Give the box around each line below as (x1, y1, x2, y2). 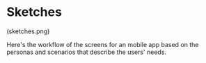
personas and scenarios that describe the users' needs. (6, 48, 167, 56)
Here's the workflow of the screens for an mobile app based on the (6, 40, 199, 48)
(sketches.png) (6, 27, 50, 35)
